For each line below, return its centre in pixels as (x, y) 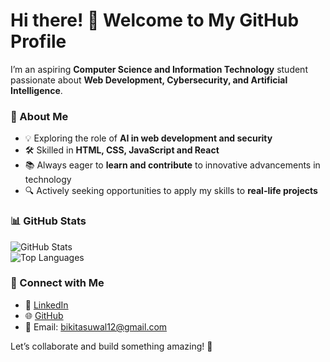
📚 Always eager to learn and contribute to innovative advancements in (172, 165)
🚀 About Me (39, 116)
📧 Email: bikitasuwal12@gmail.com (96, 326)
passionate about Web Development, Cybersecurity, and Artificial (149, 80)
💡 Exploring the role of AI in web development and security (148, 138)
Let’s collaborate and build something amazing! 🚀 (111, 346)
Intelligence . (36, 90)
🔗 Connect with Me (57, 283)
